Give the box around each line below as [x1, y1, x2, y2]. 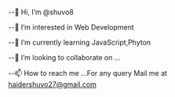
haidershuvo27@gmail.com [8, 80, 97, 89]
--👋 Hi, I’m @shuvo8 [8, 8, 75, 16]
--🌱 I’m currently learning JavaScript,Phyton [8, 38, 151, 47]
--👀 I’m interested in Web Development [8, 23, 135, 31]
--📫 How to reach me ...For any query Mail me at [8, 69, 167, 77]
